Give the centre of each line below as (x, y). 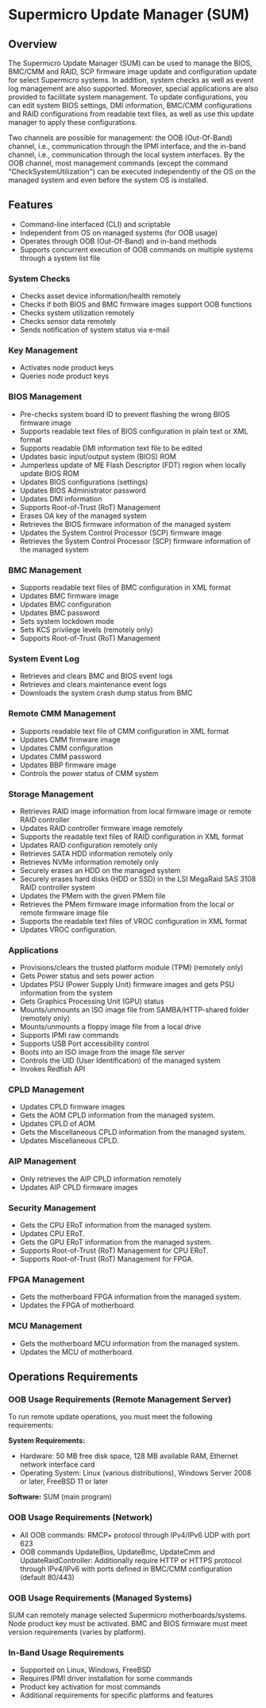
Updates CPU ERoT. (52, 1234)
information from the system (66, 993)
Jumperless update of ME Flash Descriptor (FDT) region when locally (133, 465)
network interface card (57, 1464)
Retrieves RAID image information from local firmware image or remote (135, 811)
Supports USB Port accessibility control (84, 1043)
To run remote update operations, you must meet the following (110, 1417)
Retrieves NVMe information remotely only (89, 862)
